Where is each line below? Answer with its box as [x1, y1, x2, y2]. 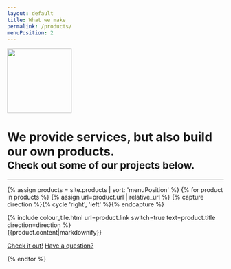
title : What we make [7, 17, 67, 23]
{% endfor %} [7, 255, 47, 263]
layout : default [7, 10, 54, 17]
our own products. [7, 144, 115, 160]
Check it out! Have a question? [7, 241, 94, 250]
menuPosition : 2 [7, 29, 54, 36]
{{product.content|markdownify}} [7, 228, 102, 237]
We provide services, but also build [7, 129, 213, 145]
